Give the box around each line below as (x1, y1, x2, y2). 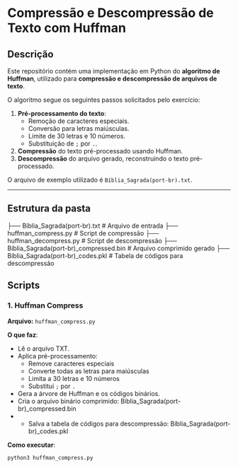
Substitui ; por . (28, 382, 76, 390)
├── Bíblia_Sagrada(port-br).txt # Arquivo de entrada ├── (7, 221, 178, 230)
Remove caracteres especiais (28, 359, 115, 368)
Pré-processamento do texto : (17, 110, 106, 117)
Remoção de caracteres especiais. (28, 117, 130, 125)
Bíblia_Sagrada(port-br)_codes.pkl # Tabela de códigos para (7, 251, 183, 259)
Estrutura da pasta (7, 203, 91, 215)
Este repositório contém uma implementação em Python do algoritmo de (7, 67, 221, 75)
